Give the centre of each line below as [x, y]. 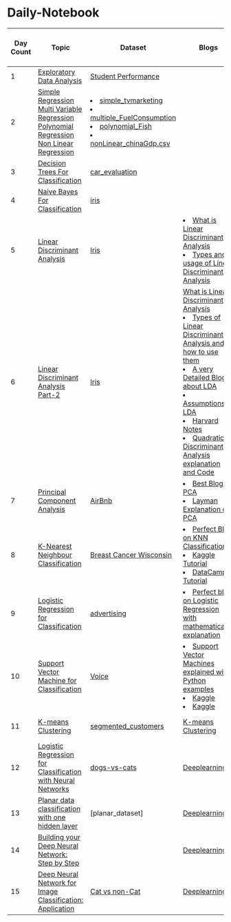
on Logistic [201, 600]
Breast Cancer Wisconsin [131, 554]
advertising [109, 613]
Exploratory [56, 72]
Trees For [53, 171]
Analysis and [204, 343]
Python [195, 680]
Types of [207, 317]
